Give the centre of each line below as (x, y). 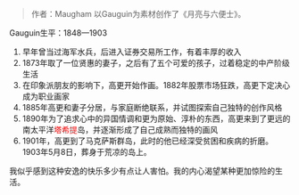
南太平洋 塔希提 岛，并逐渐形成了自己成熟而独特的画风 (120, 130)
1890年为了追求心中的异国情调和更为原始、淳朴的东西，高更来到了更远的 (156, 118)
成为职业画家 (46, 96)
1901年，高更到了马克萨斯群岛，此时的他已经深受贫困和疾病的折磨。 (148, 141)
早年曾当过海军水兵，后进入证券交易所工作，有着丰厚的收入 (132, 52)
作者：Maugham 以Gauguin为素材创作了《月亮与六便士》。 (138, 14)
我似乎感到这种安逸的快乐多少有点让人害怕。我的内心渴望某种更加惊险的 (142, 171)
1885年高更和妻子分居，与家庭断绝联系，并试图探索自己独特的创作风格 (152, 107)
